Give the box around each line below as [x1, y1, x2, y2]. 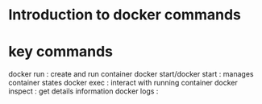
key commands [8, 43, 114, 61]
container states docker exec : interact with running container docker [8, 78, 238, 88]
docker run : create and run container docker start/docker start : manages [8, 69, 254, 79]
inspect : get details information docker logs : [8, 86, 159, 96]
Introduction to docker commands [8, 6, 242, 24]
